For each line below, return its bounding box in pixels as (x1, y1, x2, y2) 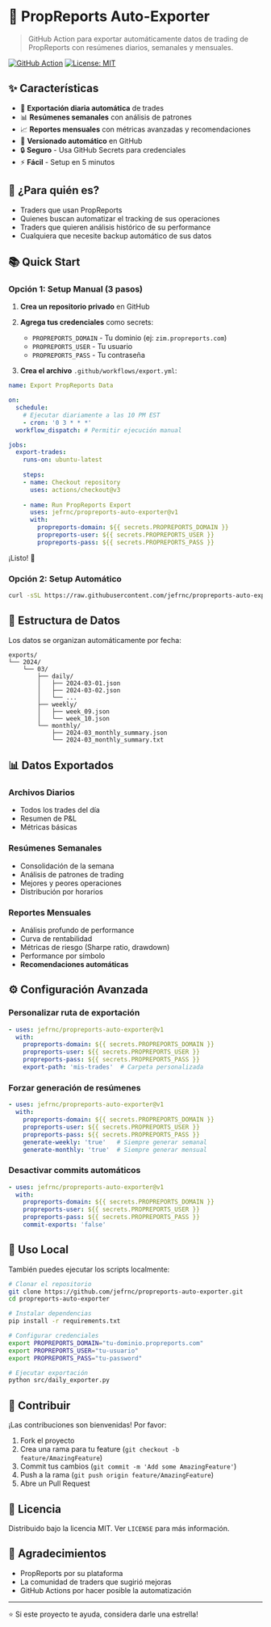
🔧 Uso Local (8, 1243, 69, 1257)
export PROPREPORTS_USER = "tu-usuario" (8, 1347, 139, 1355)
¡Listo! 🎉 (8, 553, 35, 562)
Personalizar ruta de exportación (8, 1007, 140, 1019)
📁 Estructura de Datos (8, 614, 121, 628)
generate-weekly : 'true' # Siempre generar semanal (23, 1138, 207, 1146)
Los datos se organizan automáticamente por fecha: (8, 635, 181, 645)
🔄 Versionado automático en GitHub (19, 136, 143, 145)
